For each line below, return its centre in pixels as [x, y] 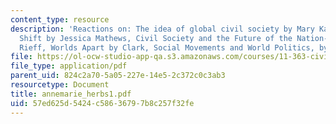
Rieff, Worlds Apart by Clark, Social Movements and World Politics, [167, 47]
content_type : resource [60, 19]
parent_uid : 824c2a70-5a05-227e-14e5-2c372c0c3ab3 [118, 76]
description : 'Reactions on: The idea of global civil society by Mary [162, 29]
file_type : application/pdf [69, 66]
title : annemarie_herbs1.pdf [71, 94]
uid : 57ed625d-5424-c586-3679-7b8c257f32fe [102, 103]
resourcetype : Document [60, 85]
